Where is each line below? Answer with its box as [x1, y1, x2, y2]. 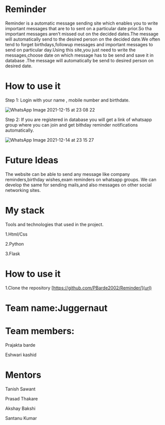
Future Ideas [5, 155, 59, 166]
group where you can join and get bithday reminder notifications [5, 122, 138, 128]
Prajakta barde [5, 342, 36, 348]
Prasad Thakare [5, 395, 38, 401]
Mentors [5, 369, 42, 380]
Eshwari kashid [5, 352, 37, 358]
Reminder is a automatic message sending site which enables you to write [5, 20, 158, 26]
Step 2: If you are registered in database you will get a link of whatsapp [5, 117, 152, 123]
